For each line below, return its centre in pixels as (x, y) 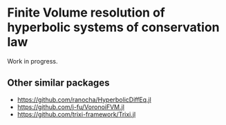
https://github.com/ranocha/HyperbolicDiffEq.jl (84, 99)
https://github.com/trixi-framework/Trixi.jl (76, 114)
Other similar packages (58, 83)
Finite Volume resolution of (86, 13)
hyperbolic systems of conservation (113, 27)
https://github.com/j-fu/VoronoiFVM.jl (70, 107)
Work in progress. (32, 61)
